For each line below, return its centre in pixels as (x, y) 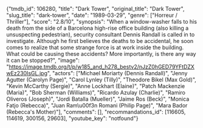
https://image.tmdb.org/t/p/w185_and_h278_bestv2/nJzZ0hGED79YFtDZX (101, 67)
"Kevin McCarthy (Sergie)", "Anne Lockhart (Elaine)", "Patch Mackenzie (96, 86)
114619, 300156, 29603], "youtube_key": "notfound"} (72, 118)
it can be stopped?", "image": (43, 60)
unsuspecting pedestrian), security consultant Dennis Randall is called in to (101, 35)
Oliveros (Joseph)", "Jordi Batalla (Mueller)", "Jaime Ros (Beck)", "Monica (98, 99)
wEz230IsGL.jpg (27, 73)
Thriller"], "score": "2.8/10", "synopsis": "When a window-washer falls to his (102, 22)
